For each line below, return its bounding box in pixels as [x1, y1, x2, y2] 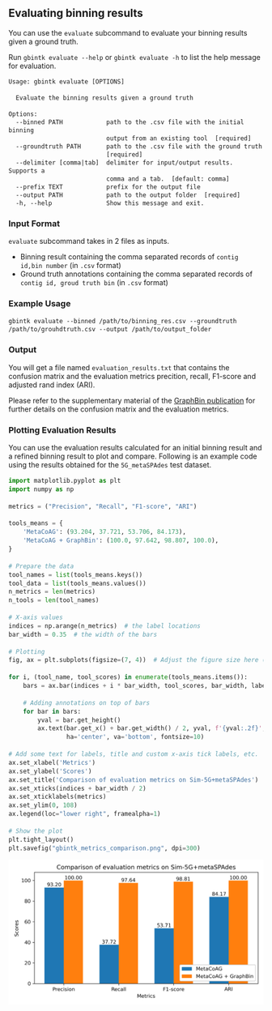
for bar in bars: [23, 707, 82, 715]
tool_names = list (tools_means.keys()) [8, 570, 143, 578]
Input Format [8, 218, 61, 229]
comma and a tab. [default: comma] [106, 174, 230, 183]
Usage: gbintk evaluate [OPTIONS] [8, 77, 125, 86]
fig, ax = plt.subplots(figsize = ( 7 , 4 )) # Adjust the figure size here [8, 656, 259, 664]
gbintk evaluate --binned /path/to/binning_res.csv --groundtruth [8, 318, 237, 326]
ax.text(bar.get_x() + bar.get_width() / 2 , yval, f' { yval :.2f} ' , [37, 724, 266, 732]
